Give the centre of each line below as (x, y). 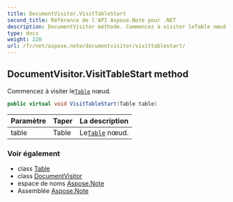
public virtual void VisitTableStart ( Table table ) (82, 104)
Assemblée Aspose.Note (53, 191)
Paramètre (29, 121)
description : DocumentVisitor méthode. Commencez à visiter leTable (109, 26)
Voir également (34, 153)
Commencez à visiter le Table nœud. (59, 91)
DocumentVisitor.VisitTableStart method (98, 74)
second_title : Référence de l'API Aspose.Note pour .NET (92, 20)
